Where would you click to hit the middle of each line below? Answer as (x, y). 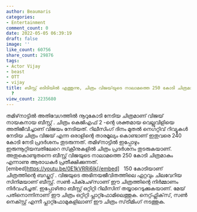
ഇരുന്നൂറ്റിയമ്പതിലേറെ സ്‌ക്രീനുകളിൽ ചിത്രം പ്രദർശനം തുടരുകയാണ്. (89, 149)
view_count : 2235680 (31, 99)
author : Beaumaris (28, 11)
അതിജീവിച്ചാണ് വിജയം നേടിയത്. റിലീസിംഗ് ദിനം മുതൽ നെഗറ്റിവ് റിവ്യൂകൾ (97, 129)
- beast (16, 72)
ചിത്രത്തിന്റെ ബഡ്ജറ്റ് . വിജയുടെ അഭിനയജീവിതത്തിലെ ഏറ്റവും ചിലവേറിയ (94, 175)
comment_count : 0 (27, 28)
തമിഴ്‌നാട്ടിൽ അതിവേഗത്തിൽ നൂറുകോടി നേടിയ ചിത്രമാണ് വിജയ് (85, 116)
